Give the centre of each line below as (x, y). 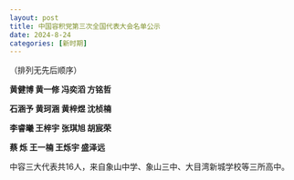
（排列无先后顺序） (46, 70)
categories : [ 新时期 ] (48, 43)
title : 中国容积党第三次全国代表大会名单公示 (85, 26)
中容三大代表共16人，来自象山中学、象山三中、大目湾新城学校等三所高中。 (150, 167)
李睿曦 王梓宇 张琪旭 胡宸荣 (60, 128)
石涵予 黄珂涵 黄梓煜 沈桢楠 (60, 109)
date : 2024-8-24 (40, 35)
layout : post (34, 18)
